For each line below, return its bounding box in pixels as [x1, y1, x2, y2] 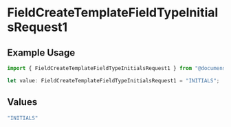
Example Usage [7, 47, 76, 58]
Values [7, 96, 38, 108]
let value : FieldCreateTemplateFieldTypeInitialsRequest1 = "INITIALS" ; [7, 77, 220, 84]
